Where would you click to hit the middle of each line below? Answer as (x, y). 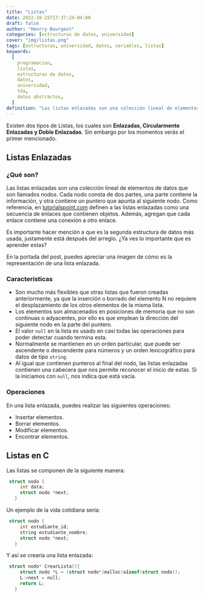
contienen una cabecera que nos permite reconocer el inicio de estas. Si (106, 370)
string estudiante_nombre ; (54, 532)
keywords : (19, 52)
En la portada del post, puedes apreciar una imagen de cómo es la (89, 257)
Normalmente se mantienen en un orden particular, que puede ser (98, 344)
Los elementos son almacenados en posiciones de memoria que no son (105, 311)
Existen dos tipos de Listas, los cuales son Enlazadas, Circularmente (93, 125)
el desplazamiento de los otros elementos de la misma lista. (90, 305)
